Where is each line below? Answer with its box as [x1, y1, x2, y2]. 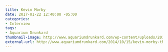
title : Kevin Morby [5, 7, 46, 12]
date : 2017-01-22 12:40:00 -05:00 [5, 12, 77, 17]
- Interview [5, 21, 30, 26]
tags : [5, 26, 16, 31]
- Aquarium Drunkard [5, 30, 48, 35]
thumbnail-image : [5, 35, 41, 40]
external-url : [5, 40, 35, 45]
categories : [5, 16, 30, 21]
